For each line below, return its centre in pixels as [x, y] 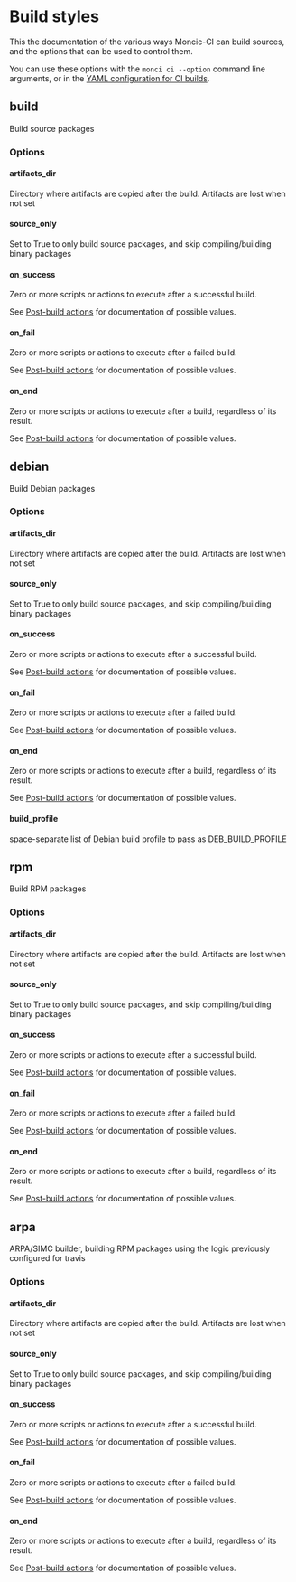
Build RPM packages [48, 889]
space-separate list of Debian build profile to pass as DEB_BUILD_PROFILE [148, 839]
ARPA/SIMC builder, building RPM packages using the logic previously [140, 1248]
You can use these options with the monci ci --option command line [138, 69]
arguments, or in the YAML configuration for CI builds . [110, 78]
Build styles [54, 17]
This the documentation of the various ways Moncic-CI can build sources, [147, 42]
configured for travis [47, 1258]
